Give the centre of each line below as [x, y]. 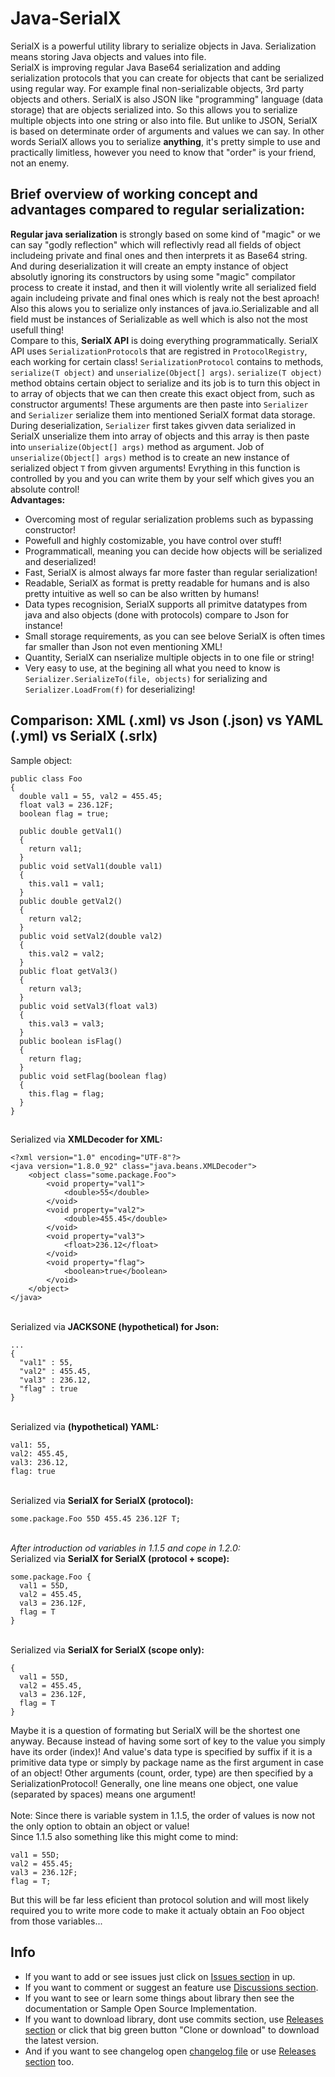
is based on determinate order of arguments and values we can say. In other [167, 131]
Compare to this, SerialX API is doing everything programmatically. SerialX [164, 340]
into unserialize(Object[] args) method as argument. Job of [137, 446]
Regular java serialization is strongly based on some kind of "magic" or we [165, 234]
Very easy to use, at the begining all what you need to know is [152, 668]
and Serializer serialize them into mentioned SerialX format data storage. [163, 414]
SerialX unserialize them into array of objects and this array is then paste [160, 436]
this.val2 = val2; [66, 953]
